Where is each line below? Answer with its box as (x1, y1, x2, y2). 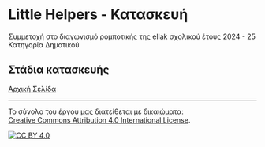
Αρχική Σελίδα (8, 84, 57, 93)
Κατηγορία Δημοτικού (8, 40, 80, 49)
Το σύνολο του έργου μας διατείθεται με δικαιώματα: (8, 107, 184, 116)
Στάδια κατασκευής (8, 63, 110, 77)
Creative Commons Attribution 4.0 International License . (8, 115, 191, 124)
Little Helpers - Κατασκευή (8, 6, 188, 24)
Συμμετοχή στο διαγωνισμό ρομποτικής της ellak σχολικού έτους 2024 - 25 (8, 32, 256, 41)
